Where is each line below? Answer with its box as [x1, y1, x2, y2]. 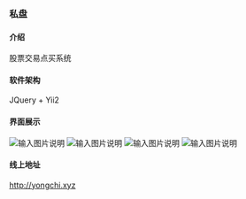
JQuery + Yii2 [9, 95, 60, 105]
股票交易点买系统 [9, 53, 72, 64]
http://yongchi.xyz [9, 180, 76, 190]
